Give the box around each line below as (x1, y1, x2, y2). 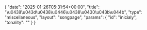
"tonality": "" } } (4, 19, 36, 25)
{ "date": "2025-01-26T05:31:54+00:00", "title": (4, 4, 100, 10)
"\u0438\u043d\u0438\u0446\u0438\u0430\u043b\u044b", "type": (4, 9, 143, 15)
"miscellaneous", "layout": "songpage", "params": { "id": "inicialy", (4, 15, 137, 20)
